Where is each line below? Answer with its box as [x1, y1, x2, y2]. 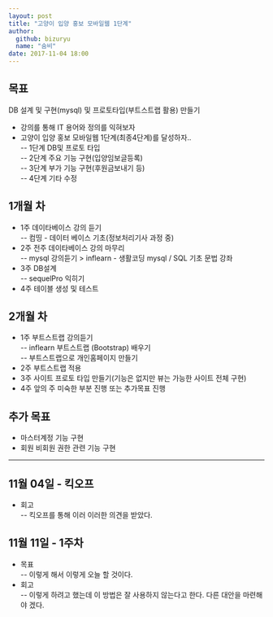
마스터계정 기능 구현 [19, 433, 84, 443]
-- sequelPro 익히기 [19, 273, 85, 283]
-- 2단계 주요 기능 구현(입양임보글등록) [19, 152, 144, 163]
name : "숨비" [15, 42, 57, 50]
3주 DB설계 [19, 263, 57, 273]
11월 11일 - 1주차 [8, 536, 84, 550]
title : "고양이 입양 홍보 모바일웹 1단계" [8, 20, 132, 28]
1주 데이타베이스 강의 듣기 [19, 222, 102, 232]
